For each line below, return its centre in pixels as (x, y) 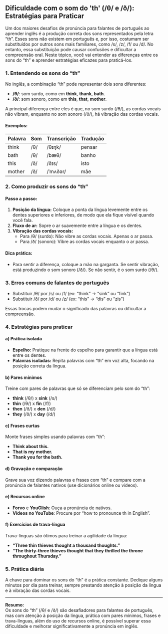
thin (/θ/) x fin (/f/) (31, 403)
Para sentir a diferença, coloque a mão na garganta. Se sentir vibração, (86, 264)
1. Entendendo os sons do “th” (43, 73)
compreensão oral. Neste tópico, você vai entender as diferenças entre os (82, 55)
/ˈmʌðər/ (56, 171)
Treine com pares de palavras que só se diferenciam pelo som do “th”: (77, 388)
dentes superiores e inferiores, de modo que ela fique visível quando (83, 215)
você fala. (22, 221)
